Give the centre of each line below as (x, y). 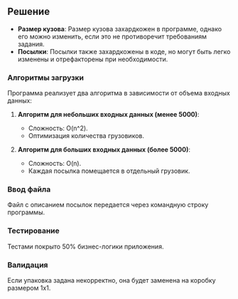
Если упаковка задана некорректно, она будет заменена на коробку (112, 280)
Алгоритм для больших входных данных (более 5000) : (104, 149)
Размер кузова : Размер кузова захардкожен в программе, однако (120, 28)
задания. (31, 44)
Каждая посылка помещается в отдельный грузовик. (109, 171)
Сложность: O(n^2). (58, 128)
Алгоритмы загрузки (45, 78)
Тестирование (34, 231)
